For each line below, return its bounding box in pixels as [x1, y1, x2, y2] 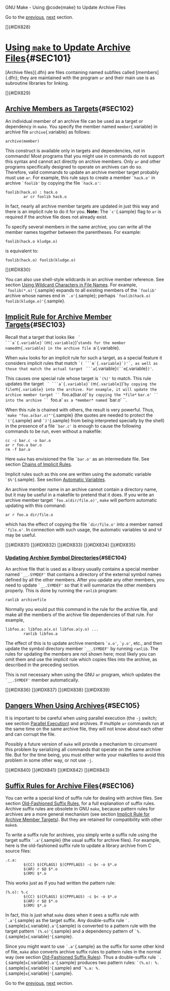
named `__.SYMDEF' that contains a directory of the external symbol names [5, 571, 161, 577]
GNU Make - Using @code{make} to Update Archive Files [5, 5, 126, 10]
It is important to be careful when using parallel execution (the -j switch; [5, 715, 157, 721]
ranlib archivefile [5, 597, 47, 602]
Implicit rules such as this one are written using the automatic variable [5, 471, 152, 477]
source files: [5, 848, 31, 854]
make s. [5, 822, 19, 828]
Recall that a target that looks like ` [5, 334, 81, 340]
